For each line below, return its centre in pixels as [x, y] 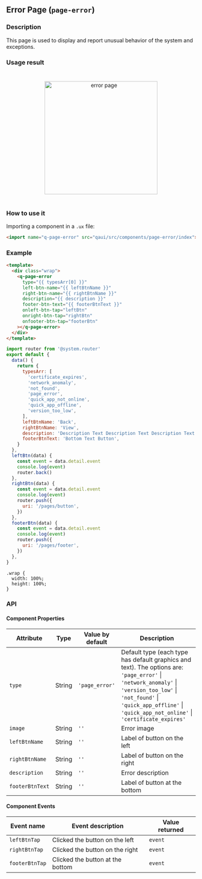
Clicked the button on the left [93, 840]
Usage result [25, 62]
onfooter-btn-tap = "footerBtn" [60, 321]
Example [19, 253]
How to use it [26, 213]
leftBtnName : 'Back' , [49, 422]
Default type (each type [155, 652]
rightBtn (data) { [33, 484]
